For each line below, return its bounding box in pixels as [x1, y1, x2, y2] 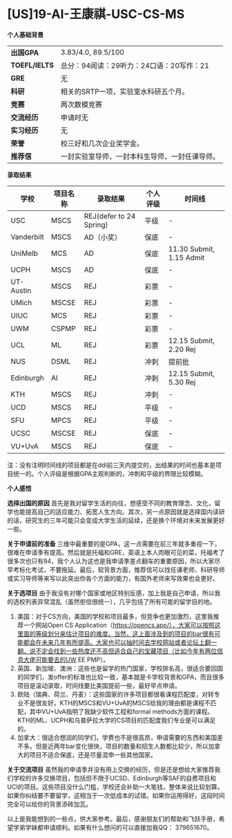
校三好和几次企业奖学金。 [60, 138, 144, 148]
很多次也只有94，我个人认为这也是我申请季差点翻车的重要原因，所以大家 [7, 556, 215, 565]
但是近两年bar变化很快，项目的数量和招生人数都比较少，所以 [35, 742, 209, 750]
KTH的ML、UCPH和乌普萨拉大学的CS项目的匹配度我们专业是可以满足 [17, 716, 216, 724]
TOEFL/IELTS [10, 60, 54, 70]
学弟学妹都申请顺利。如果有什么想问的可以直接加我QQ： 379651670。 [12, 823, 213, 831]
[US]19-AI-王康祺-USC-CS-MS [7, 6, 185, 22]
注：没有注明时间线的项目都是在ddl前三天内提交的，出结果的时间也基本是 [7, 461, 216, 469]
